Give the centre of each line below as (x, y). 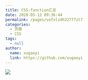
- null (17, 44)
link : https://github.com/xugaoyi (46, 58)
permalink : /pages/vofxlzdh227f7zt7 (44, 19)
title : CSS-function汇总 (31, 10)
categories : (18, 24)
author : (13, 48)
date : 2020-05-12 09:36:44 (34, 15)
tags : (11, 39)
